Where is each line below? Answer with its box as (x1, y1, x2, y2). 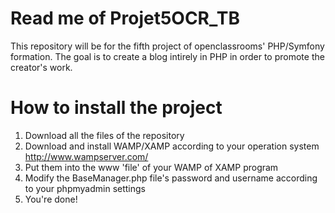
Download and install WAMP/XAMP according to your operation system (24, 140, 320, 152)
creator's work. (10, 61, 73, 73)
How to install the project (10, 97, 223, 119)
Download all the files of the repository (24, 129, 185, 141)
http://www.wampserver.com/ (24, 150, 149, 162)
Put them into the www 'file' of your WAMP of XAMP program (24, 161, 279, 173)
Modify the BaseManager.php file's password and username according (24, 172, 318, 184)
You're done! (24, 193, 78, 205)
